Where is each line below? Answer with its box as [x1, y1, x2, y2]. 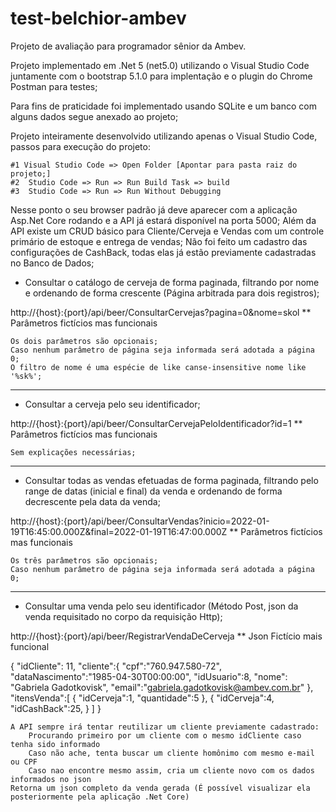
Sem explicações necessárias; [10, 447, 137, 457]
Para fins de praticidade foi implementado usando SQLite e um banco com [10, 100, 317, 112]
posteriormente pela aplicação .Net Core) [10, 792, 190, 802]
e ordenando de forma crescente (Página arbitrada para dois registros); [24, 287, 320, 299]
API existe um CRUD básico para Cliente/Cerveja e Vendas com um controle [10, 225, 325, 237]
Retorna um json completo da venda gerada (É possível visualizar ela [10, 783, 311, 793]
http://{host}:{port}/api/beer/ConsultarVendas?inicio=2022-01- [10, 515, 270, 527]
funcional [10, 640, 50, 652]
